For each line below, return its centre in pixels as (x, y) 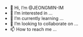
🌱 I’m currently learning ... (37, 18)
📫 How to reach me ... (33, 29)
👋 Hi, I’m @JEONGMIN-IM (37, 8)
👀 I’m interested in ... (31, 13)
